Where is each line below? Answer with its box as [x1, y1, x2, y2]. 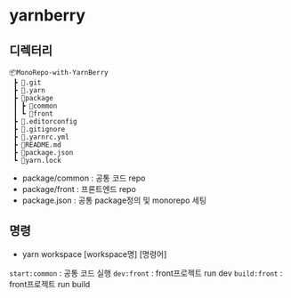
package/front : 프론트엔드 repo [21, 184, 136, 194]
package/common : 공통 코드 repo [21, 173, 146, 183]
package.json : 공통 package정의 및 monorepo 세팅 [21, 195, 207, 205]
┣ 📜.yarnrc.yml [12, 133, 69, 141]
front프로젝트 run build [9, 278, 91, 289]
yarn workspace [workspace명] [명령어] [21, 248, 167, 259]
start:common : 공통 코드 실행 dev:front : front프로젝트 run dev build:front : [9, 268, 283, 278]
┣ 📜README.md [12, 141, 62, 149]
